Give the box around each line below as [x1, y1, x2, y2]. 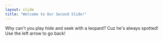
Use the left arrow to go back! [5, 30, 65, 36]
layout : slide [5, 7, 34, 12]
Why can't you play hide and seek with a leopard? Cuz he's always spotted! [5, 25, 159, 31]
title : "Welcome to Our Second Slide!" [5, 12, 87, 17]
